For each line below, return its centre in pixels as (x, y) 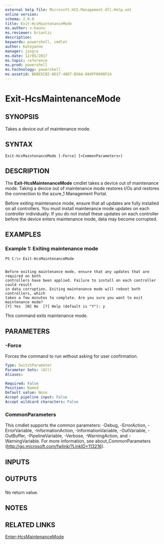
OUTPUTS (21, 479)
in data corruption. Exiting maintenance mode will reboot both (73, 289)
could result (19, 285)
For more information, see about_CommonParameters (96, 441)
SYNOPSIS (22, 117)
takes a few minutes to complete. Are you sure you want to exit (74, 298)
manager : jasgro (22, 51)
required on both (23, 276)
